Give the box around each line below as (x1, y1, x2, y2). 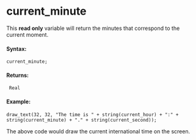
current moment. (6, 31, 49, 38)
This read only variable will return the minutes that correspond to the (6, 24, 180, 32)
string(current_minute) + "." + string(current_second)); (6, 117, 157, 123)
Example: (6, 98, 31, 105)
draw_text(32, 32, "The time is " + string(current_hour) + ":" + (6, 111, 179, 117)
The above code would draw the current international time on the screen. (6, 127, 191, 135)
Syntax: (6, 45, 27, 53)
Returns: (6, 72, 29, 79)
